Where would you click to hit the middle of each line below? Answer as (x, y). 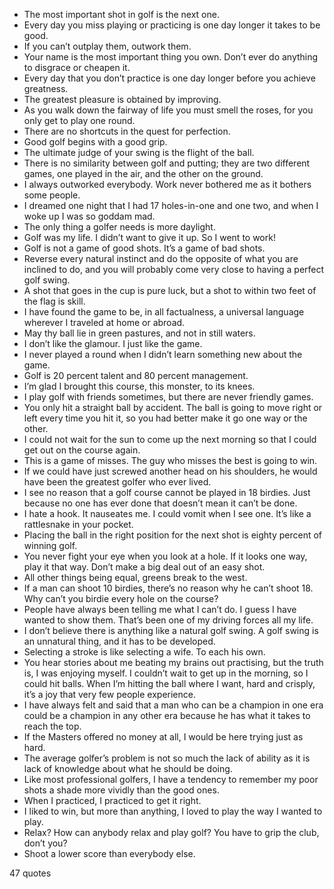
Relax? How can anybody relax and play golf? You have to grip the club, (171, 832)
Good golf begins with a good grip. (95, 142)
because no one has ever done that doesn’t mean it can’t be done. (160, 503)
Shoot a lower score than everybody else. (109, 853)
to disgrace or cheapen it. (77, 67)
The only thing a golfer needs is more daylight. (119, 227)
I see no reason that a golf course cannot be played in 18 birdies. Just (167, 492)
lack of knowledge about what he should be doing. (128, 768)
